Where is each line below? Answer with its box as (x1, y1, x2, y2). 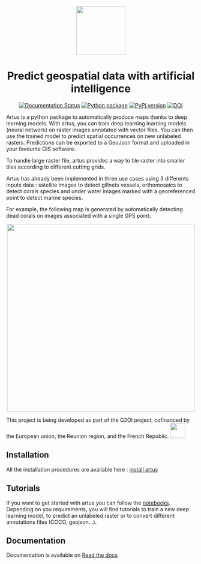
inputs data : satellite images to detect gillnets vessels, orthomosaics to (6, 181, 182, 188)
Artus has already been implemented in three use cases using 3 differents (6, 175, 189, 182)
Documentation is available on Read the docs (6, 551, 118, 559)
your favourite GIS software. (6, 145, 76, 152)
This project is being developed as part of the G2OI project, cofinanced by (6, 416, 190, 424)
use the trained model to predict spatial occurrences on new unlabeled (6, 132, 181, 140)
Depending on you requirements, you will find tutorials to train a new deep (6, 505, 190, 512)
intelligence (71, 82, 131, 95)
